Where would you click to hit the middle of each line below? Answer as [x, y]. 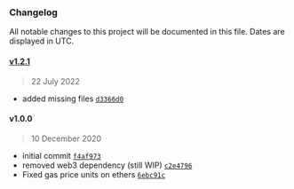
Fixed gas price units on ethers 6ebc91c [94, 174]
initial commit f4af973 [61, 155]
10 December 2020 [66, 138]
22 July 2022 [55, 81]
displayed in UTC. [42, 41]
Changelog [33, 12]
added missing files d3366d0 [73, 98]
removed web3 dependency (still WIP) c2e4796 [107, 165]
